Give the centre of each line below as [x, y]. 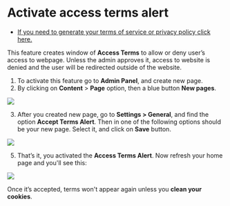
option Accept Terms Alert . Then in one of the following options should [119, 122]
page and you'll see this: [52, 162]
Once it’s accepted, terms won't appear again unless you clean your [105, 189]
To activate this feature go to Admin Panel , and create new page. [110, 80]
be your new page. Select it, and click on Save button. [94, 129]
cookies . [20, 196]
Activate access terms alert [88, 13]
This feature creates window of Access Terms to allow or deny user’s [106, 53]
